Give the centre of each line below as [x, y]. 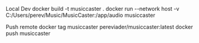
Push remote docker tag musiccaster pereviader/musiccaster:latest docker [99, 27]
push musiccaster [28, 33]
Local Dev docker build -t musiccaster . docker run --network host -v [93, 9]
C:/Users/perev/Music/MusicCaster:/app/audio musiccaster [81, 15]
